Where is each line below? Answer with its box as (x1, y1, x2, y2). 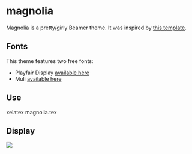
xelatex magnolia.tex (6, 108, 57, 116)
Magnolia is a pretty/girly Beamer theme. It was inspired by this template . (6, 24, 187, 31)
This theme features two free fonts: (6, 57, 94, 64)
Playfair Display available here (14, 69, 90, 76)
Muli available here (14, 75, 62, 82)
